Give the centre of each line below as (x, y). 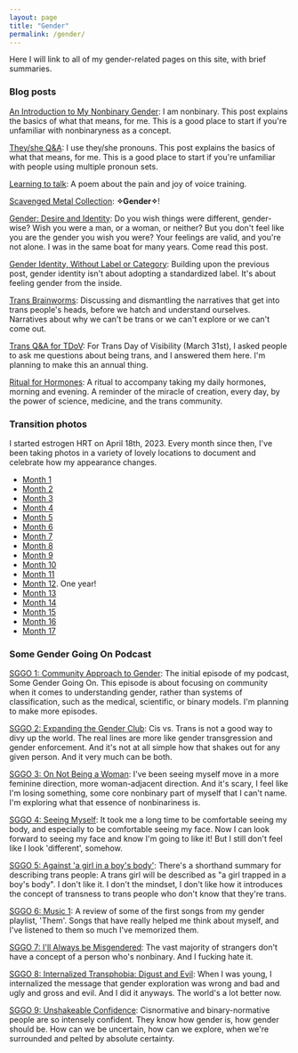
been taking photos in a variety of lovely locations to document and (133, 453)
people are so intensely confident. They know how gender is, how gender (144, 1020)
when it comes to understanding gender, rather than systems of (126, 692)
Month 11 (38, 574)
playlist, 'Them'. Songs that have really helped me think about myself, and (144, 921)
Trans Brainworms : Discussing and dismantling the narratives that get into (145, 300)
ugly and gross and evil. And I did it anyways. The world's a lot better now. (145, 993)
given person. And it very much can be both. (91, 757)
